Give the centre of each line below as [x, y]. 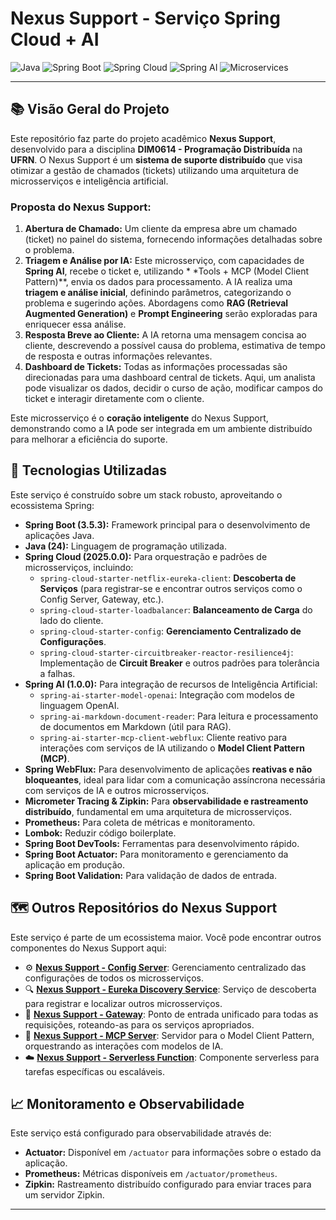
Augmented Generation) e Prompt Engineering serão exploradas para [171, 314]
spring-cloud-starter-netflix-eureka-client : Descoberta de [168, 578]
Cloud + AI [55, 39]
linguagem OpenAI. [79, 705]
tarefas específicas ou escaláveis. [95, 1071]
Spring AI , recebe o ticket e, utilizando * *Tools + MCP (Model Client [167, 271]
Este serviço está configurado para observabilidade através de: [141, 1133]
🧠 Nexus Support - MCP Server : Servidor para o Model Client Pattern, [169, 1035]
